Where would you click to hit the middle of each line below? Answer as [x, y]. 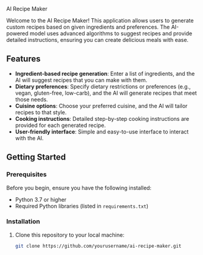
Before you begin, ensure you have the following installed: [79, 188]
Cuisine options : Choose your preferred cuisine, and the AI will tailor [101, 106]
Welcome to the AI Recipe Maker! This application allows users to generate [100, 20]
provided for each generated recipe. [60, 125]
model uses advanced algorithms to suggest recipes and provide [111, 33]
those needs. [32, 99]
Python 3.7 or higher [41, 199]
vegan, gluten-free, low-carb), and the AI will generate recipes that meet [106, 93]
